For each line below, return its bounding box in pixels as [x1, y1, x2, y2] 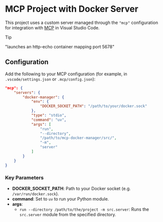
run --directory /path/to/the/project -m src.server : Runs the [19, 206, 149, 212]
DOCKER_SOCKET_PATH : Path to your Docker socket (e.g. [12, 185, 131, 191]
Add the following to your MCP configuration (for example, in [5, 71, 128, 77]
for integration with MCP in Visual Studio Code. [5, 24, 100, 30]
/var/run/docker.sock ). [12, 191, 60, 197]
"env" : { [31, 99, 49, 104]
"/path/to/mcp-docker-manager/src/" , [40, 135, 117, 140]
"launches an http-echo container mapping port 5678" [5, 44, 115, 49]
